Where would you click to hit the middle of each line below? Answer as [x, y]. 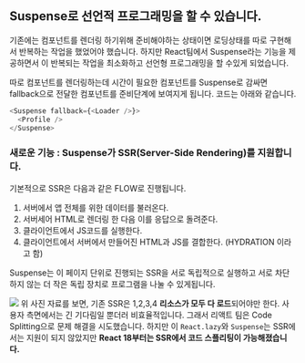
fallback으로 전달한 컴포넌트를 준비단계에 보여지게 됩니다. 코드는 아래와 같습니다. [153, 93]
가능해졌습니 [265, 337]
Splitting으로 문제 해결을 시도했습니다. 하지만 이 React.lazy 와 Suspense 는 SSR [149, 326]
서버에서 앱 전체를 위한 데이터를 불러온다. [96, 207]
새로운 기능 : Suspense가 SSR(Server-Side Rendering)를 [132, 153]
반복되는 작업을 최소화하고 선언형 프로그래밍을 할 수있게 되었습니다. [170, 63]
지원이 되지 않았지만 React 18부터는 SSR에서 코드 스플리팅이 [133, 337]
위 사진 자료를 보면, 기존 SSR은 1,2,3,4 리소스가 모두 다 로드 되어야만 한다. [150, 303]
